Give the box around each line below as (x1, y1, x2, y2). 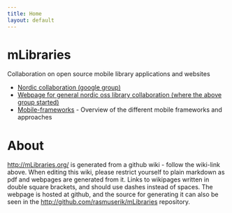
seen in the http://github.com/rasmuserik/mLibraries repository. (7, 198, 191, 206)
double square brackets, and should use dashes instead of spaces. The (7, 183, 213, 191)
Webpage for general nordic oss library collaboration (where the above (17, 91, 222, 99)
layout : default (7, 17, 55, 24)
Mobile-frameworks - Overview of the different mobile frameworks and (17, 105, 222, 114)
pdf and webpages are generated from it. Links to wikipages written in (7, 175, 210, 184)
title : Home (7, 10, 42, 17)
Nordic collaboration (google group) (17, 83, 121, 91)
